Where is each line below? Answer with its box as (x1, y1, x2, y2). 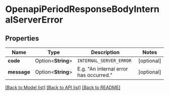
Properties (5, 34, 39, 42)
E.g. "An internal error (77, 65, 128, 72)
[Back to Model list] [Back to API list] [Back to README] (5, 84, 121, 90)
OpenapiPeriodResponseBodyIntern (5, 3, 159, 15)
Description (91, 49, 120, 55)
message (8, 68, 30, 75)
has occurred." (77, 71, 113, 78)
